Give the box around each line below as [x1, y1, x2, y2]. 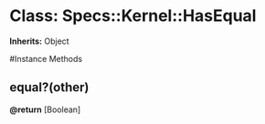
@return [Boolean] [9, 104, 81, 115]
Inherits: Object [9, 36, 70, 46]
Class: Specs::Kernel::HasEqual [9, 5, 257, 26]
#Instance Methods [9, 53, 83, 64]
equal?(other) [9, 79, 90, 96]
